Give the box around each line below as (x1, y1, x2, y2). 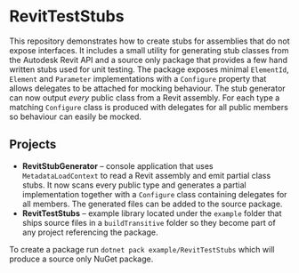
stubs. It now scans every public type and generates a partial (21, 180, 246, 190)
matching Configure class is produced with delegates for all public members (9, 101, 289, 112)
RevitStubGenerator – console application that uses (21, 160, 214, 171)
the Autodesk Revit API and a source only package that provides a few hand (9, 54, 287, 65)
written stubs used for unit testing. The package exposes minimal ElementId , (9, 64, 289, 75)
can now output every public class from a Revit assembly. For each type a (9, 92, 280, 103)
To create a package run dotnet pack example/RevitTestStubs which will (9, 244, 275, 254)
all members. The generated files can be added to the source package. (21, 198, 283, 209)
